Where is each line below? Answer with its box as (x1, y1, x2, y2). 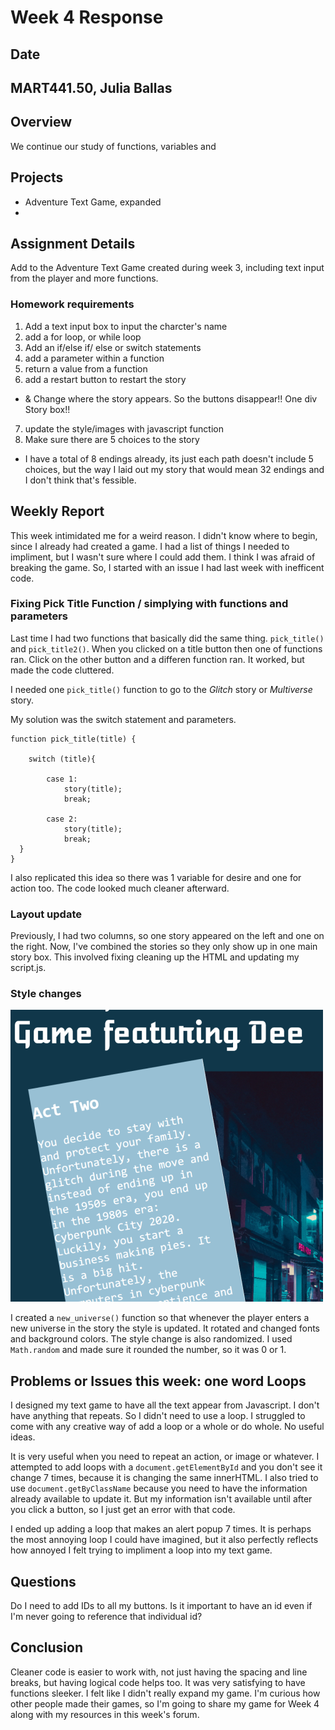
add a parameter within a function (24, 352, 165, 364)
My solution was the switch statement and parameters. (10, 713, 237, 725)
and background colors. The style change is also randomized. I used (10, 1333, 293, 1345)
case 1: (46, 774, 78, 784)
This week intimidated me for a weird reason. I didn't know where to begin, (10, 529, 318, 541)
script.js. (10, 962, 47, 974)
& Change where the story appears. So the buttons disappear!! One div (24, 392, 318, 405)
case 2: (46, 814, 78, 824)
